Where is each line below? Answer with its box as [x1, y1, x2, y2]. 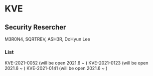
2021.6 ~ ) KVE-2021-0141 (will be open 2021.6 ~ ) [4, 65, 108, 71]
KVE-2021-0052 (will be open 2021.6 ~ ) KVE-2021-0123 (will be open [4, 60, 149, 66]
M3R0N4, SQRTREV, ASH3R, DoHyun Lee [4, 36, 90, 42]
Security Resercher [4, 23, 66, 31]
